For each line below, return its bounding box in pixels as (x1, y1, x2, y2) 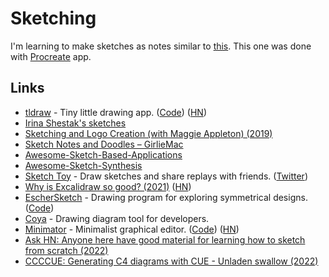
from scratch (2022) (24, 244, 109, 256)
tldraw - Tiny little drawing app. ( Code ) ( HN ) (24, 106, 207, 118)
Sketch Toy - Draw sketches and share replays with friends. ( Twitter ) (24, 170, 308, 182)
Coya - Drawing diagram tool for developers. (24, 212, 210, 224)
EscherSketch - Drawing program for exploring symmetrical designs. (24, 191, 308, 203)
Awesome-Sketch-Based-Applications (24, 148, 183, 161)
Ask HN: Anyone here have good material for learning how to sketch (24, 233, 306, 246)
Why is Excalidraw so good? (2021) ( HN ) (24, 180, 192, 192)
